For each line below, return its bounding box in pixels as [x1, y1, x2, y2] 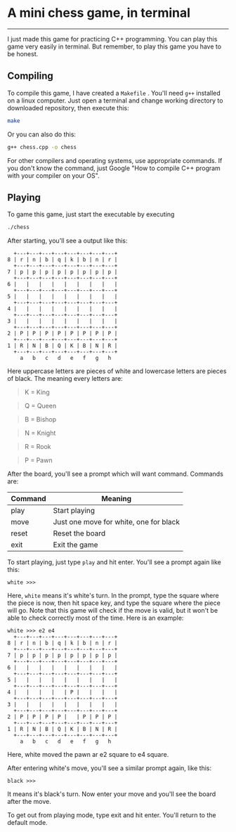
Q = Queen [24, 402, 57, 410]
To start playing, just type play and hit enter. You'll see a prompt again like [7, 558, 221, 566]
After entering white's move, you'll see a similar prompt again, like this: [7, 764, 212, 772]
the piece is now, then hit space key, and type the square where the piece [7, 599, 221, 607]
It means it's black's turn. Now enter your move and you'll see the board [7, 790, 216, 798]
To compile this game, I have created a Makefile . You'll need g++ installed [7, 89, 221, 97]
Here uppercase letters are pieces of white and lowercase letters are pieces [7, 367, 227, 375]
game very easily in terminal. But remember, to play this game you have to [7, 42, 222, 51]
